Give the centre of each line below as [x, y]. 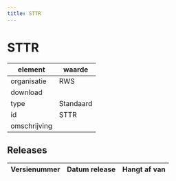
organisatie [29, 81]
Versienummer [35, 169]
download [27, 92]
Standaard [76, 103]
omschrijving [32, 126]
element [32, 70]
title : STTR [24, 13]
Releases [27, 150]
